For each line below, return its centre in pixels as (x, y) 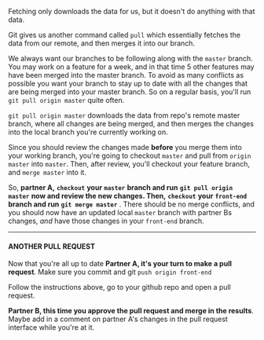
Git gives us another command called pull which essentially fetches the (125, 35)
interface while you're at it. (51, 327)
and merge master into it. (47, 172)
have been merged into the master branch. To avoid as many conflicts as (126, 75)
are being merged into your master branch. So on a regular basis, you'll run (130, 92)
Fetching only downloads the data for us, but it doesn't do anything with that (132, 11)
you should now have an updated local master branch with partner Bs (120, 212)
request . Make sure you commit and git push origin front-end (110, 272)
